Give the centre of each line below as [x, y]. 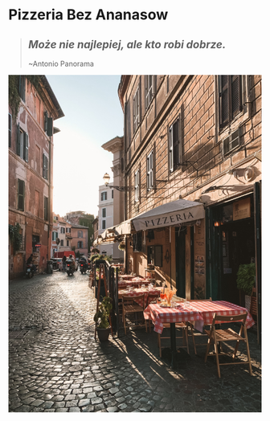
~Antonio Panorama [61, 63]
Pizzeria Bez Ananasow [88, 15]
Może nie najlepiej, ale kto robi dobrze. [127, 45]
